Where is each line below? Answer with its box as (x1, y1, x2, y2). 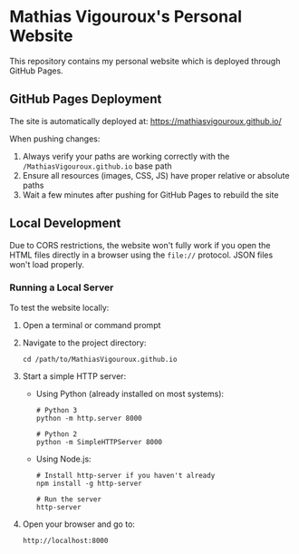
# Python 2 (35, 429, 78, 439)
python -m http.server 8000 (35, 413, 142, 423)
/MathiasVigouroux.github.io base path (22, 160, 172, 171)
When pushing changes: (9, 133, 101, 144)
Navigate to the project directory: (22, 337, 147, 348)
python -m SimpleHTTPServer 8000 (35, 437, 163, 446)
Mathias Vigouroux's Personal (9, 6, 243, 27)
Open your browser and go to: (22, 519, 136, 530)
